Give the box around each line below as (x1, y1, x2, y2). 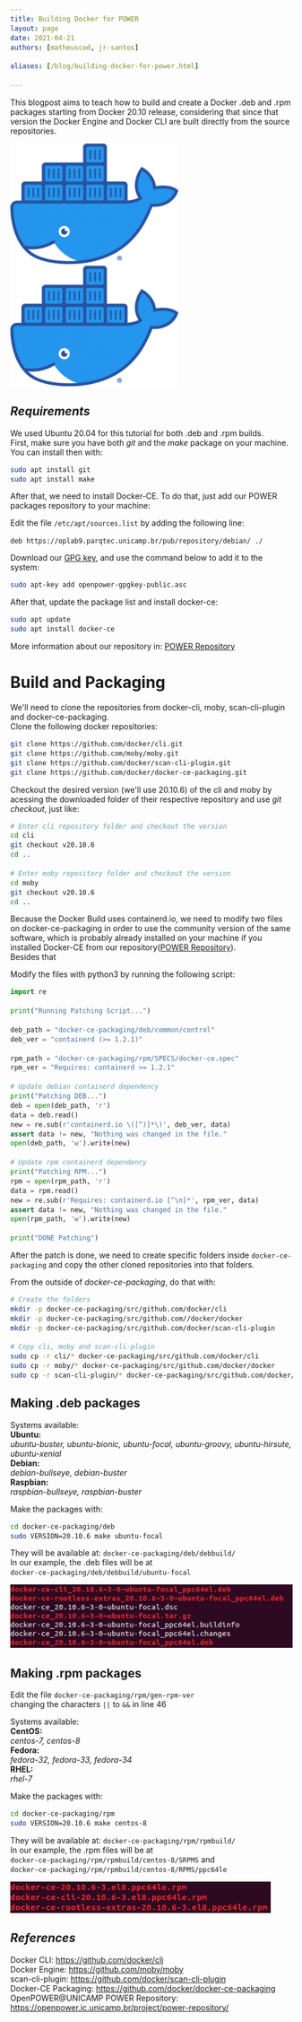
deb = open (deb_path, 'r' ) (10, 1101, 111, 1110)
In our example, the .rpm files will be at (10, 1844, 153, 1855)
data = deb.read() (10, 1111, 79, 1120)
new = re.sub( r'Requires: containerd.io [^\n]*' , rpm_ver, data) (10, 1196, 259, 1205)
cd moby (10, 878, 39, 887)
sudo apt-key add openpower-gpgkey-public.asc (10, 580, 187, 589)
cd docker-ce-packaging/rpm (10, 1809, 116, 1818)
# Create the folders (10, 1295, 91, 1304)
